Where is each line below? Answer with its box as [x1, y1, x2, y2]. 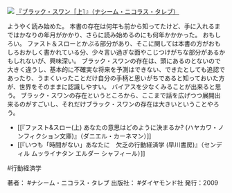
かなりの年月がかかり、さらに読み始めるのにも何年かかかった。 [19, 31, 202, 39]
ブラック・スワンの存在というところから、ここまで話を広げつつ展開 [20, 91, 215, 100]
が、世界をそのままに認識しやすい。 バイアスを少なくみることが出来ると [7, 83, 216, 91]
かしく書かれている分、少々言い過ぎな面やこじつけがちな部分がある [25, 48, 220, 56]
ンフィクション [17, 132, 60, 140]
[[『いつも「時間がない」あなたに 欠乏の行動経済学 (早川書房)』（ [17, 140, 204, 149]
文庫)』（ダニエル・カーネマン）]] [60, 132, 152, 140]
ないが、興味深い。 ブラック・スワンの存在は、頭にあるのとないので [25, 57, 221, 65]
